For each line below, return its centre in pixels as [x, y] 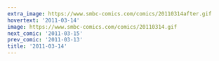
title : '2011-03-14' [38, 46]
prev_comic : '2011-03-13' [45, 40]
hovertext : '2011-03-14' [44, 20]
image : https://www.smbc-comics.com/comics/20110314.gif [92, 27]
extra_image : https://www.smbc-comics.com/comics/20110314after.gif [109, 14]
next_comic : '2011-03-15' [45, 33]
